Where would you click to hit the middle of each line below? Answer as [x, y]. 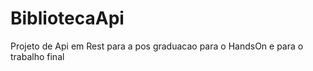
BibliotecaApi [67, 18]
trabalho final [37, 56]
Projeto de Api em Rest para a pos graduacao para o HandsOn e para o [157, 46]
